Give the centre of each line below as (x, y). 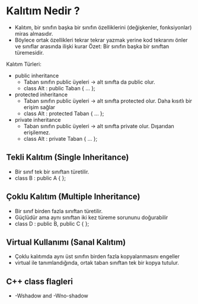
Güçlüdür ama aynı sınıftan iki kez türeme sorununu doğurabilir (91, 217)
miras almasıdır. (34, 33)
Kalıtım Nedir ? (43, 11)
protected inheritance (41, 94)
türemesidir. (29, 52)
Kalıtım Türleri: (24, 64)
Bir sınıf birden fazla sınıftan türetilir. (58, 211)
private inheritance (38, 119)
